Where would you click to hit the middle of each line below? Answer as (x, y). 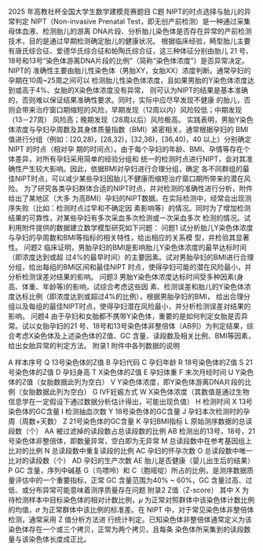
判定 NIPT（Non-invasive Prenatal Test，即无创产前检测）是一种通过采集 (133, 21)
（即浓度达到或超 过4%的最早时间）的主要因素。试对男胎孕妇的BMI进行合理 (131, 257)
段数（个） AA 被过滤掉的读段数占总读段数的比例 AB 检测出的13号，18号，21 (132, 431)
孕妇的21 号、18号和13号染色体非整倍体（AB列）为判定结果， (148, 326)
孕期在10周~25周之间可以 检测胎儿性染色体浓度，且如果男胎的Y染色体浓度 (128, 80)
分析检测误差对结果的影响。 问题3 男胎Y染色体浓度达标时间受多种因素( (122, 277)
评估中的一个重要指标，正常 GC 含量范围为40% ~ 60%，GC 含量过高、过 (133, 480)
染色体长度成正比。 (60, 539)
